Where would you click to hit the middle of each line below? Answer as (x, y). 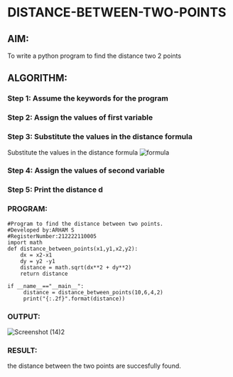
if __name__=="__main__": (45, 286)
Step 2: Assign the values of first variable (80, 118)
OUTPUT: (24, 316)
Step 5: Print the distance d (55, 190)
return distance (44, 274)
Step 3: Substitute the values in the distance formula (100, 137)
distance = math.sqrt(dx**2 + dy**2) (76, 267)
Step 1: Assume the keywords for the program (88, 98)
